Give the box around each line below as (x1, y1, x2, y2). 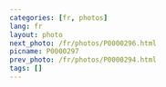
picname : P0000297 (9, 47, 79, 56)
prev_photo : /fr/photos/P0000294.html (9, 55, 157, 64)
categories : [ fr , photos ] (9, 13, 108, 23)
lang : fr (9, 22, 43, 31)
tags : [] (9, 64, 43, 73)
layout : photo (9, 30, 64, 39)
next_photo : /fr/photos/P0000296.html (9, 38, 157, 48)
